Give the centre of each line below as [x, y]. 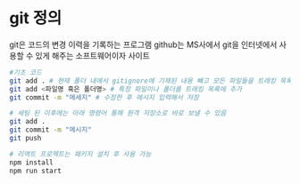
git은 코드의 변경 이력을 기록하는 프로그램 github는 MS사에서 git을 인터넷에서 [143, 44]
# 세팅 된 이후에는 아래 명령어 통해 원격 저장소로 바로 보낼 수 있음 [118, 113]
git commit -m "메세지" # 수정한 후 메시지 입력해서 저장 [104, 97]
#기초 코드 [26, 72]
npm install [31, 162]
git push [25, 139]
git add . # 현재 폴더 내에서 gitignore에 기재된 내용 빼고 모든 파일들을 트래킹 [143, 81]
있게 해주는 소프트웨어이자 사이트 [92, 55]
